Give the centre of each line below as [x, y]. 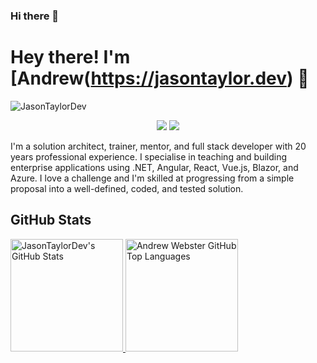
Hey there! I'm [70, 57]
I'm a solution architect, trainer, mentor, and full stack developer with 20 [158, 146]
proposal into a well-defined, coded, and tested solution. [127, 188]
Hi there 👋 [35, 16]
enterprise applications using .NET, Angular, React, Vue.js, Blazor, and [154, 167]
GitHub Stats [51, 220]
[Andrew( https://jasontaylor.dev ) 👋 [160, 78]
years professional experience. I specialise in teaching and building [149, 156]
